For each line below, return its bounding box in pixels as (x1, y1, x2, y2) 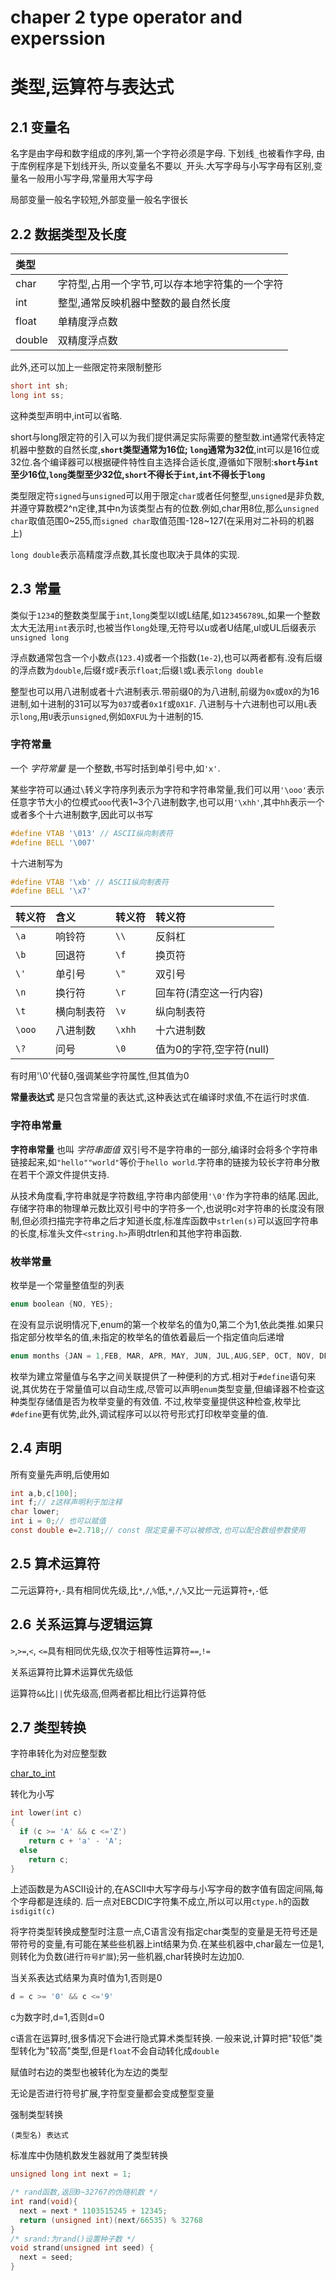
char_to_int (10, 1767, 56, 1780)
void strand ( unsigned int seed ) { (10, 2243, 155, 2253)
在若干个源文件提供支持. (10, 1168, 110, 1180)
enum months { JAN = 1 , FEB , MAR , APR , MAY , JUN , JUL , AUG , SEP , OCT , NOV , (10, 1351, 316, 1361)
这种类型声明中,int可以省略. (10, 409, 123, 421)
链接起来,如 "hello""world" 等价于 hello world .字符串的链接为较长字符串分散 (10, 1156, 321, 1168)
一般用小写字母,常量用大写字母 (27, 172, 154, 185)
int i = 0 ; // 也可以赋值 (10, 1516, 107, 1526)
